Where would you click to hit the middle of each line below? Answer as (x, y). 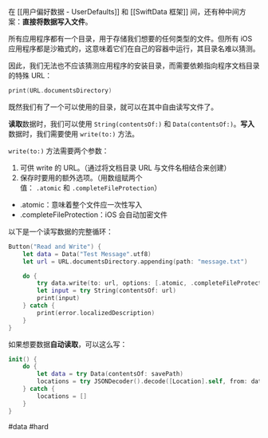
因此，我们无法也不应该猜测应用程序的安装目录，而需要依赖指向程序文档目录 (134, 65)
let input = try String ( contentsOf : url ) (107, 291)
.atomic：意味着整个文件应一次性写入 (81, 204)
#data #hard (29, 426)
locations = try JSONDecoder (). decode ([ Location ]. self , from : (142, 381)
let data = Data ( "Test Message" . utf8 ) (87, 254)
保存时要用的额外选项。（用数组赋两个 (81, 177)
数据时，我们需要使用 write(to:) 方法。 (74, 133)
